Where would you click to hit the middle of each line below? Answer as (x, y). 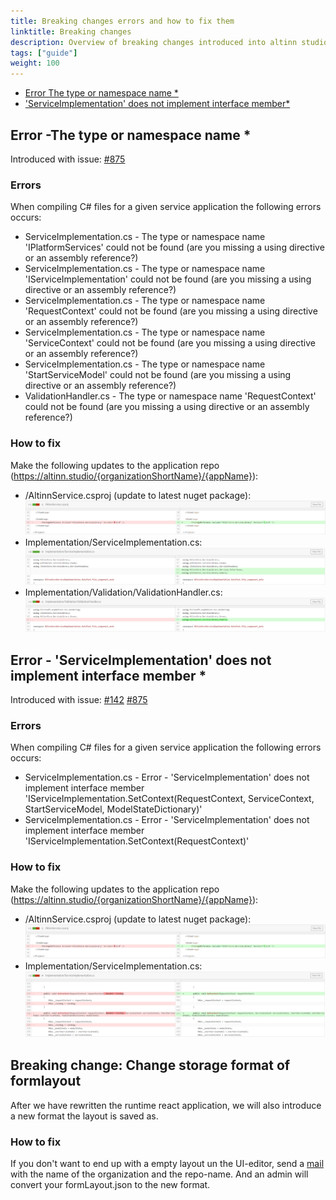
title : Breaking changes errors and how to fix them (122, 21)
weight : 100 (35, 63)
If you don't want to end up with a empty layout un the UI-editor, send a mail (167, 1164)
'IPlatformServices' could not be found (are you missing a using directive (174, 247)
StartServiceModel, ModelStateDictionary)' (113, 809)
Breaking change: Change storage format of (150, 1065)
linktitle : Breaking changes (71, 31)
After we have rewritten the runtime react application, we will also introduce (166, 1105)
